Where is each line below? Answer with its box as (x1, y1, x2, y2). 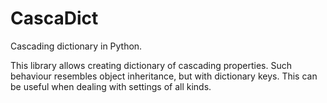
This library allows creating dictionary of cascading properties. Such (10, 59, 293, 71)
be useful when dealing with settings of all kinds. (10, 80, 212, 92)
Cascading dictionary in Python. (10, 40, 143, 52)
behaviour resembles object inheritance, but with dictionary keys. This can (10, 70, 318, 82)
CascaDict (10, 7, 99, 30)
